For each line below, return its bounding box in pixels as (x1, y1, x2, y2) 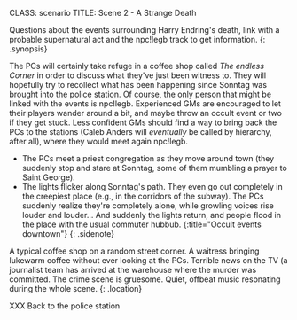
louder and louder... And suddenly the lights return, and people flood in (21, 210, 282, 220)
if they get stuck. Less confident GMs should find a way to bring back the (9, 117, 277, 128)
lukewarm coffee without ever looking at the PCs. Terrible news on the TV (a (9, 255, 288, 265)
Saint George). (21, 172, 75, 183)
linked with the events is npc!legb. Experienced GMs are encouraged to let (9, 98, 282, 109)
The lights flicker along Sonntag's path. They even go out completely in (21, 182, 283, 191)
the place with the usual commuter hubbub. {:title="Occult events (21, 219, 262, 230)
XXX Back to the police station (9, 300, 121, 311)
